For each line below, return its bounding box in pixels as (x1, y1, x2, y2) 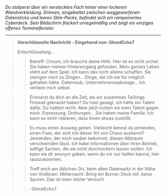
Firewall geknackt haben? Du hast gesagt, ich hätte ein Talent (29, 100, 155, 105)
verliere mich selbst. (29, 85, 71, 90)
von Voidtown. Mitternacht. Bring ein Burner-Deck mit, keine (29, 171, 152, 177)
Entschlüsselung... (17, 49, 55, 55)
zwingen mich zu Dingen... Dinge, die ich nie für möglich (29, 74, 145, 80)
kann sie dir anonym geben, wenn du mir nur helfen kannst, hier (29, 151, 160, 157)
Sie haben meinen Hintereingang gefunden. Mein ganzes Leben (29, 64, 160, 70)
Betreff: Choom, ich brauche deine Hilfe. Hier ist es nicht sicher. (29, 59, 160, 64)
